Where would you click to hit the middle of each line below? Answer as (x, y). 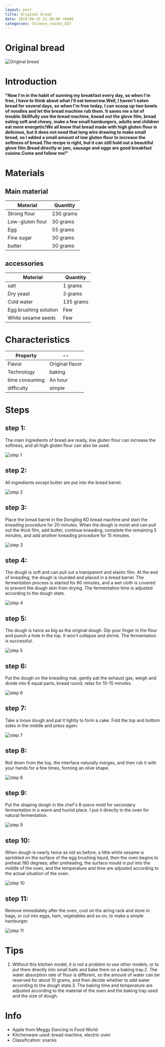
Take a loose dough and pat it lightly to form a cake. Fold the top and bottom (82, 720)
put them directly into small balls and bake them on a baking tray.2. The (85, 969)
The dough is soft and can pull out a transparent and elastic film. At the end (82, 572)
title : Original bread (28, 14)
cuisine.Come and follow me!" (37, 153)
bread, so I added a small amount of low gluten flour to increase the (75, 138)
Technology (21, 372)
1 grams (72, 286)
